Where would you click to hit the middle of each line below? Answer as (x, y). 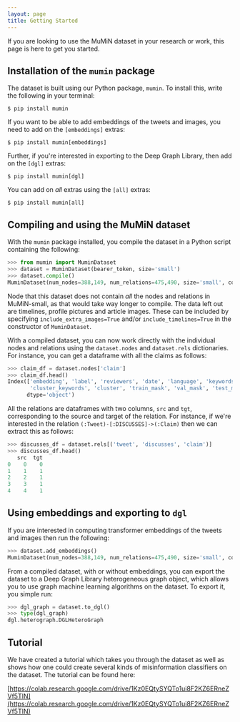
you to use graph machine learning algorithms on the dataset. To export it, (116, 586)
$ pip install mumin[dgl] (46, 177)
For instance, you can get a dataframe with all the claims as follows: (107, 355)
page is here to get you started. (54, 49)
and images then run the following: (59, 538)
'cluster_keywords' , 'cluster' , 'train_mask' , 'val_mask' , (119, 388)
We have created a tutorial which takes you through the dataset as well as (116, 660)
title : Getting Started (43, 21)
